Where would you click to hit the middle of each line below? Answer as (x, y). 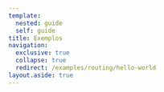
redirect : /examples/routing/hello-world (86, 68)
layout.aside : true (41, 75)
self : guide (36, 30)
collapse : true (41, 61)
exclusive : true (43, 53)
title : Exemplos (35, 38)
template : (25, 16)
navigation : (28, 46)
